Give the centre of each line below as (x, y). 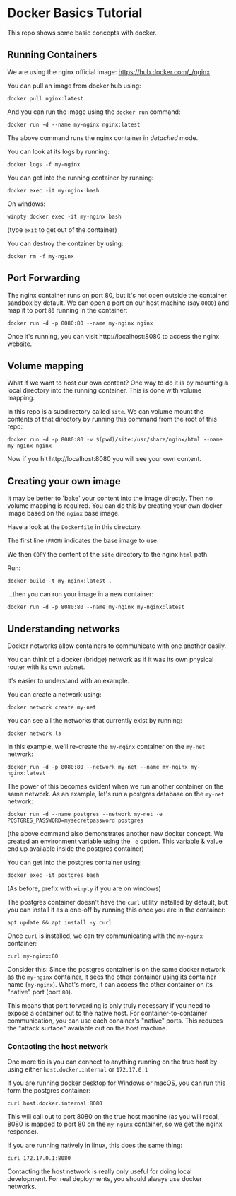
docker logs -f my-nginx (44, 164)
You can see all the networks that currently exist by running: (95, 720)
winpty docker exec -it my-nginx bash (64, 216)
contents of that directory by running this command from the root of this (112, 419)
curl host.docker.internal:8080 (55, 1104)
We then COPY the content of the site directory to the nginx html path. (108, 555)
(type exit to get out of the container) (63, 230)
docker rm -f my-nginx (41, 256)
